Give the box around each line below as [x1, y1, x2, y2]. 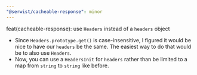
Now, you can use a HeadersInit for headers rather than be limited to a [14, 55, 188, 62]
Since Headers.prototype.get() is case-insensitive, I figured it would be [14, 36, 192, 43]
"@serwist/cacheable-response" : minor [6, 8, 103, 15]
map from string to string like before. [14, 62, 109, 69]
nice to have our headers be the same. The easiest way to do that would [14, 43, 192, 50]
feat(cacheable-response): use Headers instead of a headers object [6, 25, 170, 32]
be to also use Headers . [14, 49, 72, 57]
